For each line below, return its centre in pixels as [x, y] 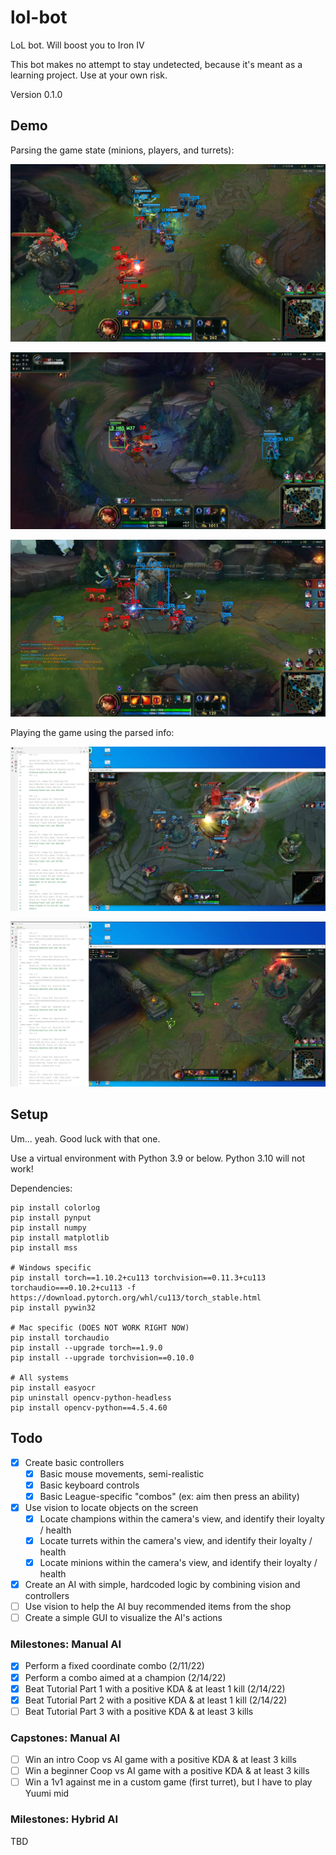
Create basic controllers [74, 1462]
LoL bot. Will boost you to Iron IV [77, 45]
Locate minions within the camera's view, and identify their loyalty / [178, 1562]
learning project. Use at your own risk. [89, 75]
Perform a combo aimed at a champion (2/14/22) [125, 1677]
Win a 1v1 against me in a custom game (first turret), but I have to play [168, 1782]
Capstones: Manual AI [65, 1738]
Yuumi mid [47, 1793]
